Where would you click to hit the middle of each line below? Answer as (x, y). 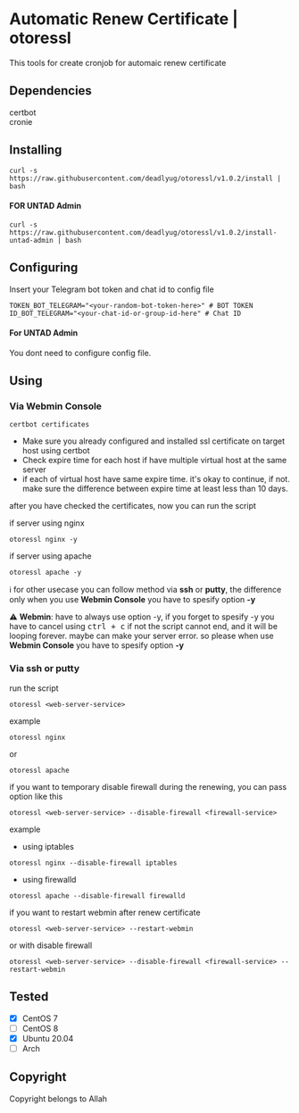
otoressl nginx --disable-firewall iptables (93, 863)
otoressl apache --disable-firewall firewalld (97, 896)
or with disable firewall (51, 945)
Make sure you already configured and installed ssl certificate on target (154, 441)
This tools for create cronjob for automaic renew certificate (118, 62)
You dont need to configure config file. (80, 353)
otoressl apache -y (46, 573)
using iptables (48, 846)
